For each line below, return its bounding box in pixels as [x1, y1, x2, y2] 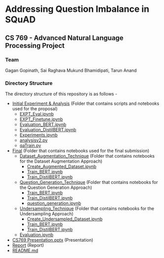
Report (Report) [12, 242, 44, 248]
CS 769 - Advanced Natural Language [5, 34, 124, 42]
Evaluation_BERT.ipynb [19, 122, 66, 128]
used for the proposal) [12, 106, 58, 112]
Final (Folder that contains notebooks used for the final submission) [12, 148, 150, 154]
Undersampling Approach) [19, 211, 74, 217]
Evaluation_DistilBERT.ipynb [19, 127, 76, 133]
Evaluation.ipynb [19, 232, 54, 238]
